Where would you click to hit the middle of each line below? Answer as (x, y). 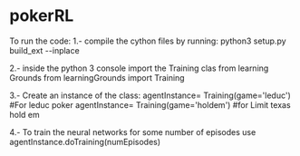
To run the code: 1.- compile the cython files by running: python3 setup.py (148, 41)
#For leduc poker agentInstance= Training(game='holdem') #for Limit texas (150, 104)
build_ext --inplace (44, 50)
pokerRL (42, 16)
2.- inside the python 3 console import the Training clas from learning (139, 68)
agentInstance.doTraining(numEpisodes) (85, 141)
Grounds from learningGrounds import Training (97, 77)
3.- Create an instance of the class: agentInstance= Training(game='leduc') (150, 95)
